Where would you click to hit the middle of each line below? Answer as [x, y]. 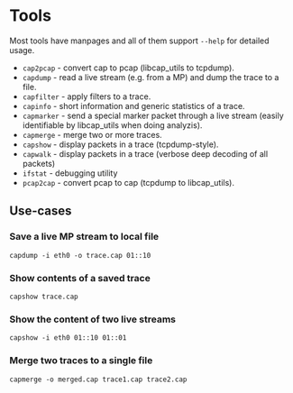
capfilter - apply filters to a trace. [87, 96]
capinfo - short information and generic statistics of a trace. [133, 105]
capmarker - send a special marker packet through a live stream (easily [153, 115]
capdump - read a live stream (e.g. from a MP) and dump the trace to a [151, 77]
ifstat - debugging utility [70, 173]
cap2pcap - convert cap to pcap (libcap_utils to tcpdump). [128, 68]
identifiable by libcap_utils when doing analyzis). [112, 125]
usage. [22, 50]
